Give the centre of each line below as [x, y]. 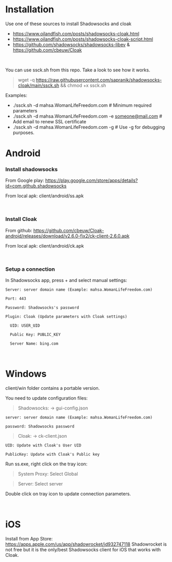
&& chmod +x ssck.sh [83, 85]
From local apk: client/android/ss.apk [44, 196]
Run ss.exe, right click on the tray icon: [46, 464]
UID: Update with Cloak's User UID [43, 445]
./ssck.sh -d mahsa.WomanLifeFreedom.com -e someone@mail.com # [88, 116]
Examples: [16, 95]
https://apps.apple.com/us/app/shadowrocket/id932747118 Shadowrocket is [86, 544]
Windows [26, 374]
